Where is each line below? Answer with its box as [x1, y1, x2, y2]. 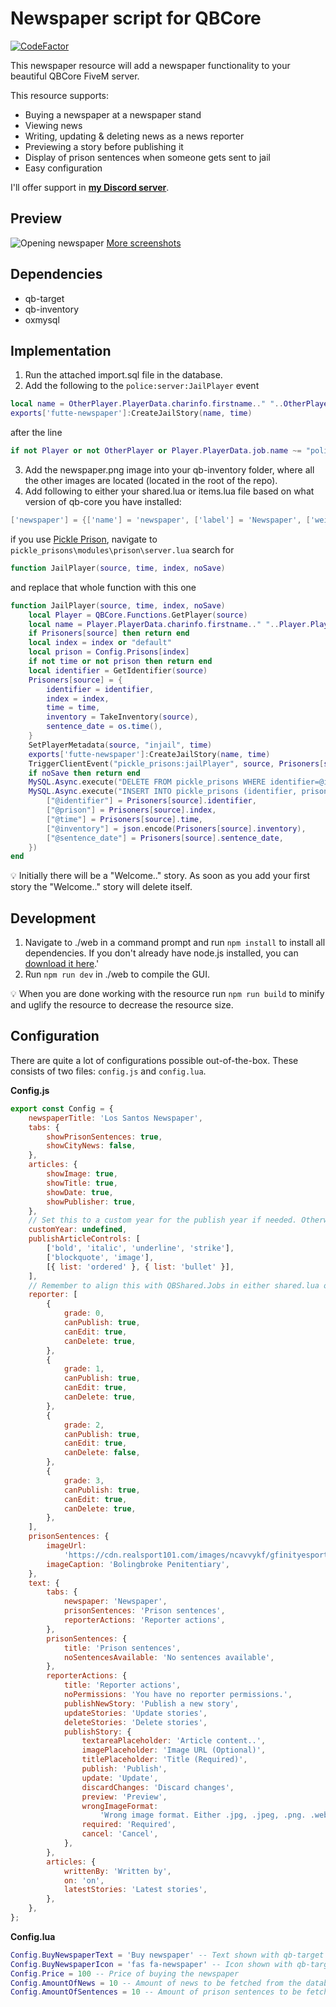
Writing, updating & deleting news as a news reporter [24, 130, 245, 142]
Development [10, 910, 97, 927]
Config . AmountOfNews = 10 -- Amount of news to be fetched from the [10, 1978, 302, 1988]
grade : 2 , [63, 1420, 105, 1430]
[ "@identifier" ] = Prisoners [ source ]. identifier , [46, 796, 257, 806]
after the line [10, 427, 63, 439]
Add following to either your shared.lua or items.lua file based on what [24, 485, 315, 497]
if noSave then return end [28, 768, 141, 778]
